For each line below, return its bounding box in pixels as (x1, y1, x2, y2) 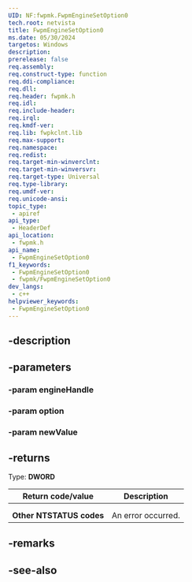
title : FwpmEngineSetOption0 (8, 26, 104, 34)
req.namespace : (8, 144, 58, 151)
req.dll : (8, 84, 37, 93)
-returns (8, 451, 50, 464)
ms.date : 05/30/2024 (8, 33, 76, 42)
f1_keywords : (8, 261, 51, 269)
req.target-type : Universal (8, 173, 101, 181)
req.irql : (8, 114, 41, 122)
